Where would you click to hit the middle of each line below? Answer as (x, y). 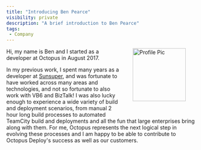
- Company (21, 34)
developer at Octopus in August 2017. (53, 58)
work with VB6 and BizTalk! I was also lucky (61, 96)
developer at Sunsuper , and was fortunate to (62, 76)
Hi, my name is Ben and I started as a (53, 51)
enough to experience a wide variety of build (62, 102)
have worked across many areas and (52, 83)
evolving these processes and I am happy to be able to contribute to (91, 134)
